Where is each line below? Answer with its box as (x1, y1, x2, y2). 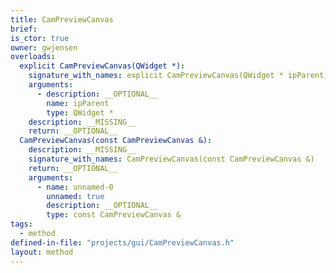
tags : (10, 219, 33, 230)
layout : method (10, 247, 74, 257)
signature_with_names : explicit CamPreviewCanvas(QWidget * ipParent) (28, 71, 329, 81)
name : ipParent (46, 98, 110, 108)
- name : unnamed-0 (36, 182, 114, 192)
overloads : (10, 52, 56, 62)
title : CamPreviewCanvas (10, 14, 114, 25)
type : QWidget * (46, 107, 114, 118)
